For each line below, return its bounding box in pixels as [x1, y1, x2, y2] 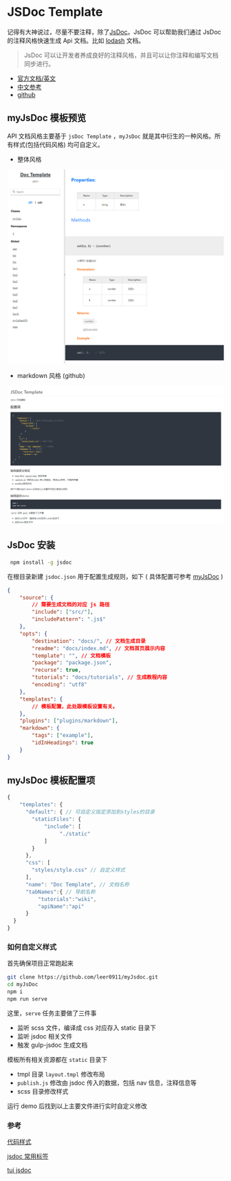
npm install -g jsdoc [10, 559, 72, 566]
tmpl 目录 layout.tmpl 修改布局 [16, 1070, 105, 1078]
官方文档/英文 [16, 74, 56, 83]
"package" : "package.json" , [32, 659, 112, 666]
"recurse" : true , [32, 667, 81, 674]
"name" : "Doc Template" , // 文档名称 [25, 881, 129, 888]
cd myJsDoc [7, 981, 38, 988]
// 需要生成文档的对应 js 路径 [32, 602, 110, 608]
